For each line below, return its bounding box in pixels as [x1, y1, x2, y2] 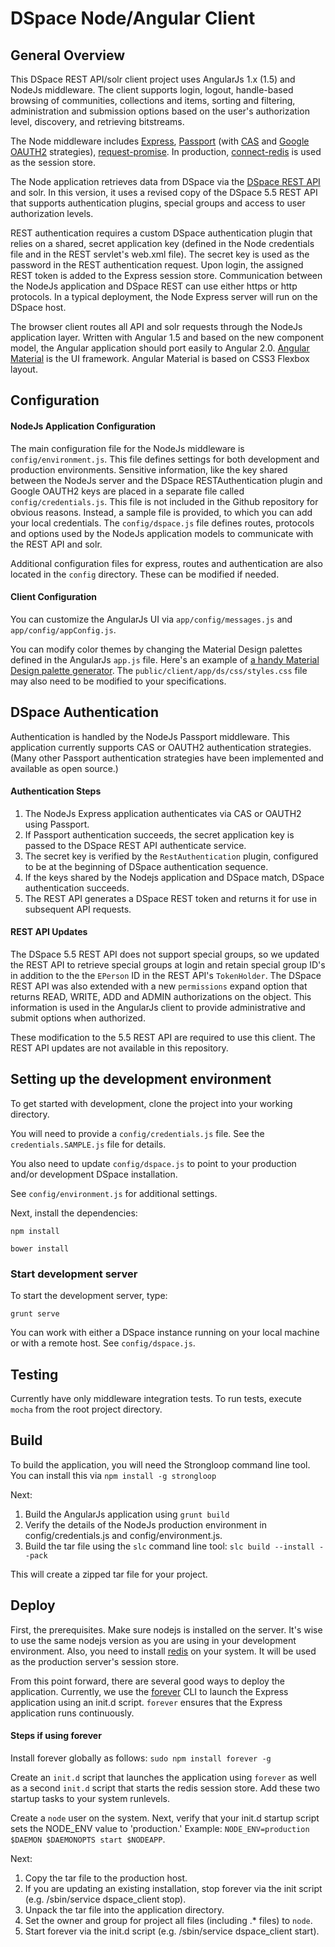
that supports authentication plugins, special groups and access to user [10, 197, 306, 209]
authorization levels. [10, 208, 94, 219]
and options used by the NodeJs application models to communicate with [10, 527, 314, 539]
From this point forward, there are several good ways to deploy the [10, 1675, 285, 1687]
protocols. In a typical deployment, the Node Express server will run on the [10, 291, 318, 302]
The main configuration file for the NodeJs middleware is [10, 442, 245, 454]
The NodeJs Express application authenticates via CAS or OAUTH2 [24, 807, 302, 819]
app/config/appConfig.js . [10, 623, 117, 636]
